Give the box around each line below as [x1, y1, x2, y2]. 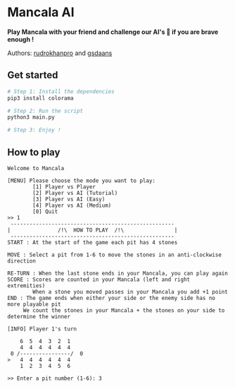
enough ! [7, 35, 34, 43]
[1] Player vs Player [32, 183, 96, 191]
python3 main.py [7, 114, 55, 121]
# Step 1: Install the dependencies [7, 88, 115, 95]
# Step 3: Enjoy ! [7, 126, 61, 134]
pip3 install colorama [7, 95, 74, 102]
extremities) [7, 282, 46, 289]
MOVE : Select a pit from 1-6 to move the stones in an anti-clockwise [7, 251, 222, 258]
